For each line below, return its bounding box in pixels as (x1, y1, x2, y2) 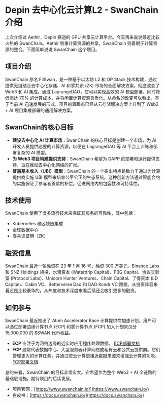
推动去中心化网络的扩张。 (29, 161, 82, 168)
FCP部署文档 (12, 359, 38, 364)
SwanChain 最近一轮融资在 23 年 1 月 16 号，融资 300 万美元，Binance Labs (5, 263, 160, 269)
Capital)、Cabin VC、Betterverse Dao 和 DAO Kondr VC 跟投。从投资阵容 (5, 282, 154, 287)
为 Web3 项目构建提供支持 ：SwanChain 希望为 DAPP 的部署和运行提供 (12, 156, 156, 161)
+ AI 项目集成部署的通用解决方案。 (5, 107, 75, 113)
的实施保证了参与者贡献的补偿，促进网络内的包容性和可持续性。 (12, 180, 142, 186)
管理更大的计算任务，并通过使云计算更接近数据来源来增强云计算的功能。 (12, 353, 159, 359)
